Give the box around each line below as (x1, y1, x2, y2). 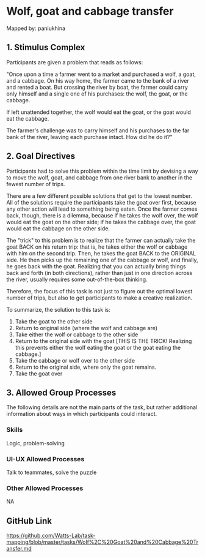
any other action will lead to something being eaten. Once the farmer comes (6, 205, 198, 213)
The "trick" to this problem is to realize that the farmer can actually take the (6, 236, 196, 244)
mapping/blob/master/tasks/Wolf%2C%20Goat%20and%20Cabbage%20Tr (6, 538, 199, 546)
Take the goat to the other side (15, 317, 93, 325)
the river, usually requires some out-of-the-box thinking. (6, 276, 148, 283)
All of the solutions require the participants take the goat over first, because (6, 198, 196, 206)
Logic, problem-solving (6, 439, 65, 447)
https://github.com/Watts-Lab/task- (6, 532, 96, 540)
